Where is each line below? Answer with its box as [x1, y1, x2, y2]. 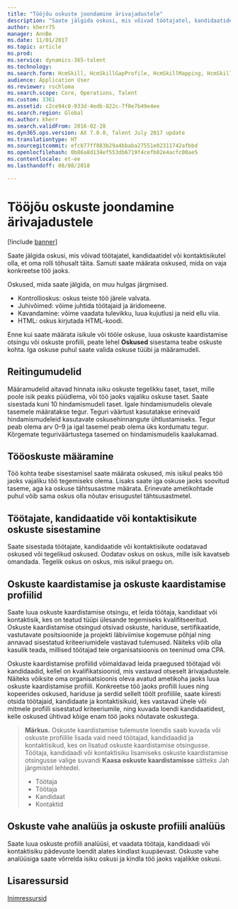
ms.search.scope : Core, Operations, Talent [7, 89, 138, 97]
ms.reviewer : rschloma [7, 83, 74, 90]
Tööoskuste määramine [7, 450, 114, 462]
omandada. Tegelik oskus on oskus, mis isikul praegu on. [7, 558, 174, 566]
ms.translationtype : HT [7, 136, 78, 143]
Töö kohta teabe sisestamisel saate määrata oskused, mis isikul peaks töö [7, 469, 223, 478]
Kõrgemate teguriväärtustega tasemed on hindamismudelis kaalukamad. [7, 430, 218, 439]
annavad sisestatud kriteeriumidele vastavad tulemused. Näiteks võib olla [7, 638, 222, 646]
